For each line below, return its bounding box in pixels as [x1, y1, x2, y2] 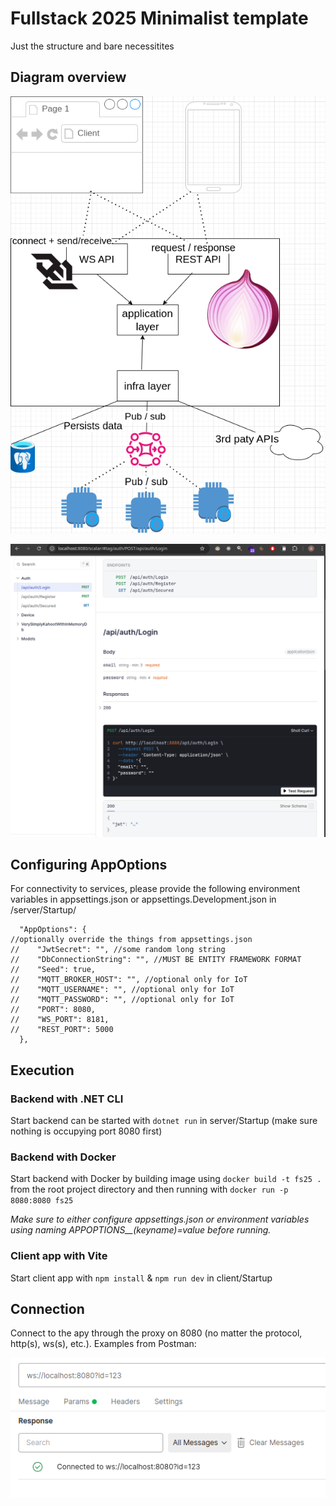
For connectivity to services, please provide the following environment [10, 883, 301, 895]
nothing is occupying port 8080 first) [10, 1125, 163, 1137]
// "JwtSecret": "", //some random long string [10, 945, 226, 955]
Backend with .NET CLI [10, 1092, 124, 1106]
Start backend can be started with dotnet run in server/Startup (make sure [10, 1115, 318, 1127]
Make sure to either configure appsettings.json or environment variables [10, 1213, 310, 1226]
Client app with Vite [10, 1249, 108, 1263]
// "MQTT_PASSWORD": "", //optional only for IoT [10, 995, 235, 1005]
